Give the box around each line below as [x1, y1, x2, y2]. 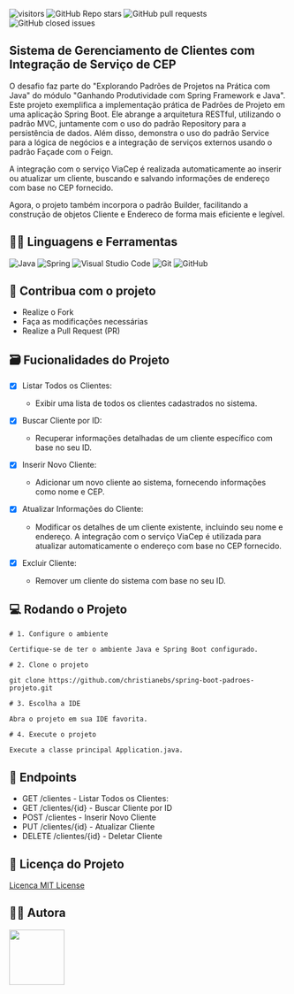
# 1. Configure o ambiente [9, 630, 109, 638]
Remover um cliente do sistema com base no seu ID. [34, 575, 227, 585]
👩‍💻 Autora [9, 906, 66, 921]
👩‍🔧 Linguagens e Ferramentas [9, 234, 178, 249]
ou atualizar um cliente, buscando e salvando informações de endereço [9, 172, 270, 183]
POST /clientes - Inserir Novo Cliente [21, 812, 157, 822]
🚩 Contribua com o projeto [9, 284, 156, 299]
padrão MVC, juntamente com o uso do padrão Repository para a [9, 118, 247, 128]
